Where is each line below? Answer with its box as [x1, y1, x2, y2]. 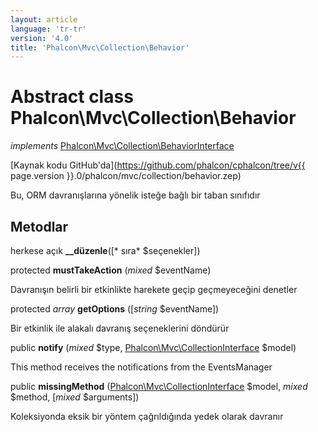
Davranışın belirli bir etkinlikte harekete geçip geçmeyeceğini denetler [10, 284, 298, 295]
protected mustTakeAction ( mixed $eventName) [10, 264, 212, 276]
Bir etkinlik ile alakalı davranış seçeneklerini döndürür [10, 322, 230, 334]
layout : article [10, 14, 78, 25]
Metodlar [10, 218, 69, 235]
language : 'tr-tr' [10, 24, 87, 34]
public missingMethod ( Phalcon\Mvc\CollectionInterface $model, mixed [10, 381, 308, 392]
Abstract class [10, 86, 134, 108]
